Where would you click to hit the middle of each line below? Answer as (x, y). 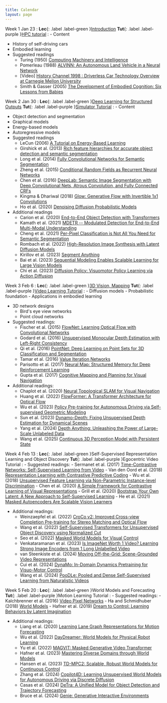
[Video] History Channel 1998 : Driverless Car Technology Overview (89, 76)
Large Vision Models (41, 265)
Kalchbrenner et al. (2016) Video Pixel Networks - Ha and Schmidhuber (78, 600)
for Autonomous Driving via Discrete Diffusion (67, 679)
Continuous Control (40, 669)
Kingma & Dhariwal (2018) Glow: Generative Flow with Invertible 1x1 (89, 196)
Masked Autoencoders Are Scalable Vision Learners (59, 501)
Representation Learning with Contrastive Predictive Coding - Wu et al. (78, 475)
